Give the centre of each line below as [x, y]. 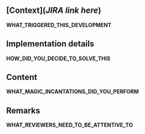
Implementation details [50, 44]
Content [22, 77]
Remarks [23, 110]
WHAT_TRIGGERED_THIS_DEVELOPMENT [59, 25]
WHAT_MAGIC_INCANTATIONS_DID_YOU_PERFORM [72, 92]
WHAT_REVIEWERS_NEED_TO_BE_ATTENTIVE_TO [70, 125]
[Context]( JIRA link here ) [54, 11]
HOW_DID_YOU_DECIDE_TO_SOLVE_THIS [58, 58]
